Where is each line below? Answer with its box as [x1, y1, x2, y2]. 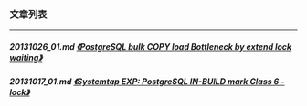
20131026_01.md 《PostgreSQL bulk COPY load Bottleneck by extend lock [9, 41, 292, 52]
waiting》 [9, 52, 43, 63]
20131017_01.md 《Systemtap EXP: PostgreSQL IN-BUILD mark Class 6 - [9, 76, 285, 87]
